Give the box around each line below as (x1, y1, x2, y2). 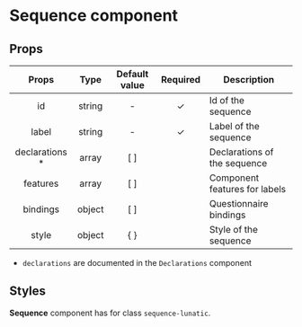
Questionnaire (209, 198, 269, 209)
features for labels (209, 183, 287, 195)
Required (160, 74, 200, 85)
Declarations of (209, 146, 274, 158)
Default (116, 68, 149, 80)
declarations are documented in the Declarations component (22, 258, 253, 268)
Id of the (209, 94, 245, 106)
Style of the (209, 224, 259, 235)
